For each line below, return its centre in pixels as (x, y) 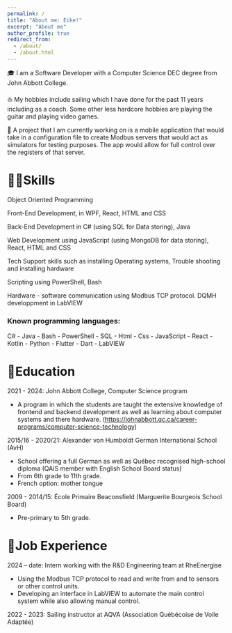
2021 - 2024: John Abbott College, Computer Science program (97, 391)
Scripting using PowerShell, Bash (55, 282)
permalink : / (26, 14)
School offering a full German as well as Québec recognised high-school (121, 462)
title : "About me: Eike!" (44, 20)
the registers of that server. (46, 152)
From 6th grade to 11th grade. (59, 476)
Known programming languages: (64, 321)
